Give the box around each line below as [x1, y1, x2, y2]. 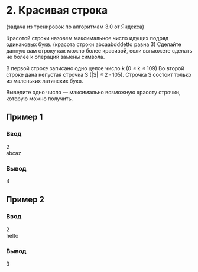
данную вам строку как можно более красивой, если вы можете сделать [6, 47, 193, 54]
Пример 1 [6, 112, 43, 122]
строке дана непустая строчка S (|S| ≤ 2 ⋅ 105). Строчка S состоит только [6, 71, 192, 78]
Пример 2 [6, 195, 45, 205]
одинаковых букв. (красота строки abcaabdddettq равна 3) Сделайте [6, 41, 181, 48]
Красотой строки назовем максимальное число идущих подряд [6, 34, 169, 41]
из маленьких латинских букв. [6, 77, 83, 84]
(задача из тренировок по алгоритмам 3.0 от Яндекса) [6, 23, 145, 30]
